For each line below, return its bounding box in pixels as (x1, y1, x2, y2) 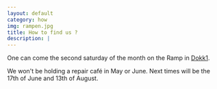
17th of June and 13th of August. (7, 74, 99, 82)
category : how (7, 16, 48, 23)
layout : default (7, 10, 53, 17)
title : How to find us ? (7, 29, 78, 36)
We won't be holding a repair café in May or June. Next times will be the (7, 67, 211, 75)
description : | (7, 35, 51, 42)
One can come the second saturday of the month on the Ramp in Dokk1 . (7, 54, 210, 62)
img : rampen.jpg (7, 22, 53, 29)
